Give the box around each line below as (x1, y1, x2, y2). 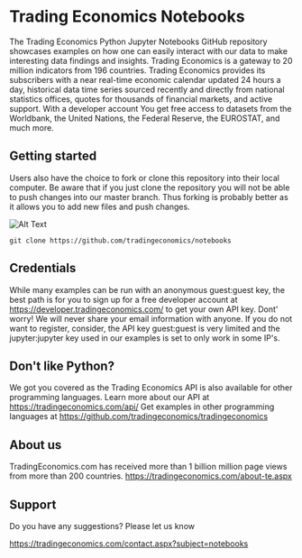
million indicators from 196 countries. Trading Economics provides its (9, 65, 266, 76)
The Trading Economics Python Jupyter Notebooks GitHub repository (9, 36, 268, 47)
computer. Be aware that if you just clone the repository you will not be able (9, 182, 290, 193)
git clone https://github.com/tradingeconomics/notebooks (9, 236, 232, 245)
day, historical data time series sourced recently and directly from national (9, 84, 286, 95)
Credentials (9, 261, 77, 276)
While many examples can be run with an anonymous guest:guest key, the (9, 284, 286, 295)
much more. (9, 122, 54, 133)
